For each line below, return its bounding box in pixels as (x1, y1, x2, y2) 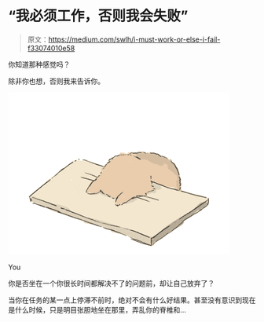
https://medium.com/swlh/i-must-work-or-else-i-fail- (48, 35, 221, 44)
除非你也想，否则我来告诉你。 (8, 76, 104, 86)
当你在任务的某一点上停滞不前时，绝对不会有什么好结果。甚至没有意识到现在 (8, 295, 256, 305)
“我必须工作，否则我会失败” (8, 7, 189, 25)
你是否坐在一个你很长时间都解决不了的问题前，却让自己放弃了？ (8, 278, 214, 287)
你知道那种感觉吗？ (8, 60, 71, 69)
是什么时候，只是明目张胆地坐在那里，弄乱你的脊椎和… (8, 305, 187, 314)
